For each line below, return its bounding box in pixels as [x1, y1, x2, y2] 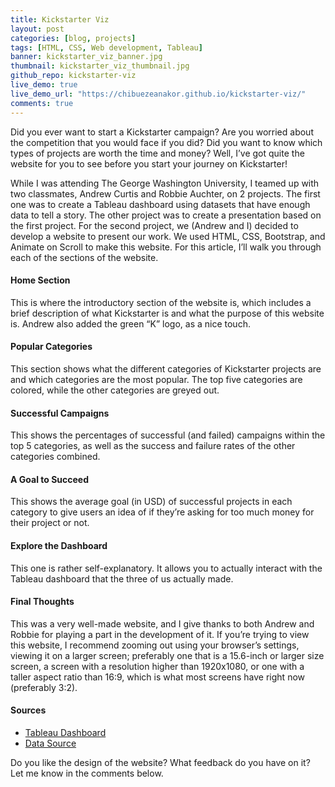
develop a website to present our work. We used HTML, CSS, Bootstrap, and [10, 230, 326, 242]
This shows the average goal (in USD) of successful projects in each [10, 496, 293, 508]
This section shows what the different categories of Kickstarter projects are [10, 362, 322, 375]
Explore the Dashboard [10, 539, 108, 551]
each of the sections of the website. [10, 251, 159, 263]
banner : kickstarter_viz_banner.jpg [10, 52, 163, 62]
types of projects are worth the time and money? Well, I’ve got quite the [10, 147, 305, 159]
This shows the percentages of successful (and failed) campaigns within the [10, 429, 326, 441]
